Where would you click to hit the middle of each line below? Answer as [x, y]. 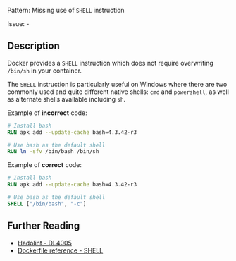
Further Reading [44, 226]
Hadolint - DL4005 [45, 243]
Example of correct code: [45, 165]
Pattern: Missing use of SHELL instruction [66, 10]
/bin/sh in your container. [45, 71]
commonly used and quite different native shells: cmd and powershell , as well [118, 92]
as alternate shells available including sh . [66, 99]
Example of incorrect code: [48, 113]
